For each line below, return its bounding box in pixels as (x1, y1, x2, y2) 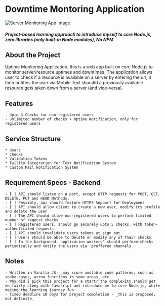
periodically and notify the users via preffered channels (5, 244, 132, 249)
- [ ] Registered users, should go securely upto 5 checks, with (5, 222, 142, 227)
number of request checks (5, 217, 58, 222)
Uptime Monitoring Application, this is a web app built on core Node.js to (5, 64, 153, 70)
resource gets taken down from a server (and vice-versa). (5, 85, 124, 91)
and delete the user (5, 209, 48, 214)
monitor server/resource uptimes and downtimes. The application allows (5, 69, 153, 75)
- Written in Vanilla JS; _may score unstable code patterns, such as (5, 270, 154, 275)
